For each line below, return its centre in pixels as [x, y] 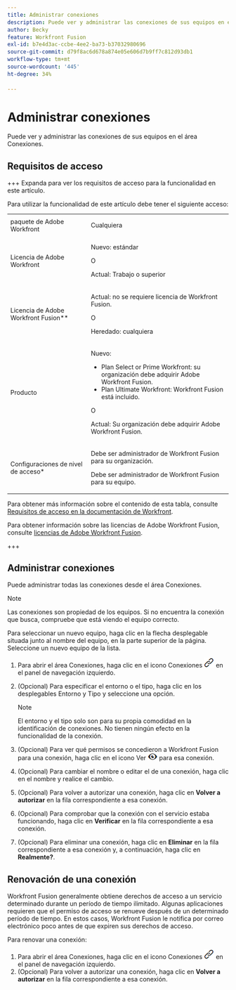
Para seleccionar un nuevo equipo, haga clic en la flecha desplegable [108, 633]
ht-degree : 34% [29, 74]
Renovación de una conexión [72, 879]
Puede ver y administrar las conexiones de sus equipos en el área [103, 136]
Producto [24, 392]
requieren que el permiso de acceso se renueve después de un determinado [118, 911]
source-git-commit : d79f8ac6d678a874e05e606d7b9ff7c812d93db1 [100, 52]
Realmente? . [36, 857]
